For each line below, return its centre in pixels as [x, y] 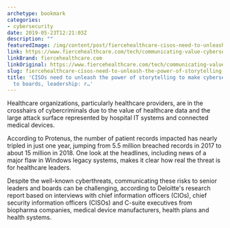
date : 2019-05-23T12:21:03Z [47, 33]
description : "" [30, 39]
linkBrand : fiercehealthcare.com [55, 58]
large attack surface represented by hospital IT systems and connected [108, 118]
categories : [24, 20]
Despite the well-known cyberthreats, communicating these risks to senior [112, 181]
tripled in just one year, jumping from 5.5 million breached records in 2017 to [114, 146]
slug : [15, 71]
